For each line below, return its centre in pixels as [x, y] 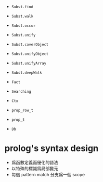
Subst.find [22, 7]
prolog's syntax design [51, 148]
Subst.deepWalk [27, 73]
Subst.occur [23, 26]
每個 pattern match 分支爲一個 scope [48, 174]
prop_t [18, 120]
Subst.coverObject [30, 45]
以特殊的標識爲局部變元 [35, 168]
